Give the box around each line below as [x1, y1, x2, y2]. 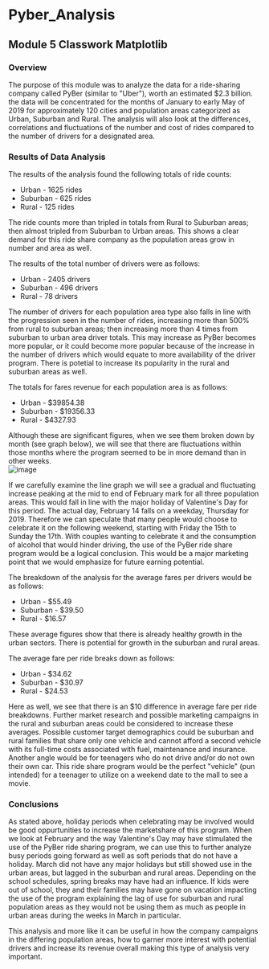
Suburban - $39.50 [19, 605, 84, 615]
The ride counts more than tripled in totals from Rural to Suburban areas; [8, 218, 249, 227]
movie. [8, 779, 31, 788]
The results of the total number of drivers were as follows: [8, 259, 201, 268]
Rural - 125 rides [19, 202, 75, 212]
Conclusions [8, 799, 59, 810]
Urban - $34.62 [19, 669, 72, 679]
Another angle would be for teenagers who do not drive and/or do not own [8, 753, 255, 763]
